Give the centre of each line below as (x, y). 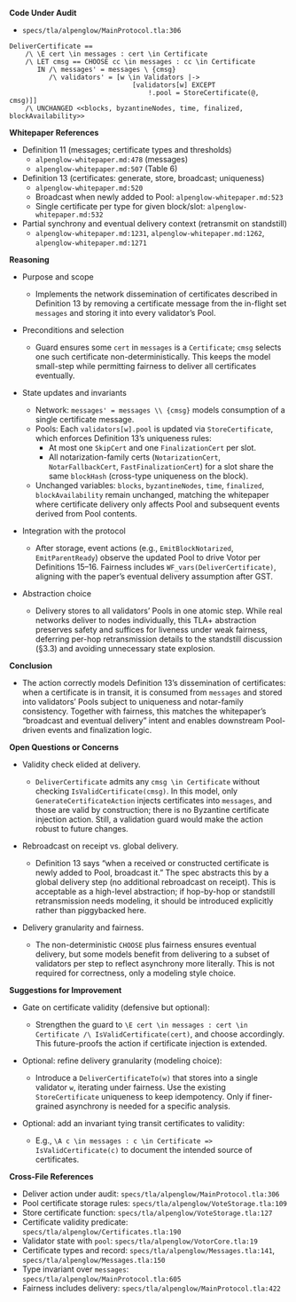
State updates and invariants (74, 393)
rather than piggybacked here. (91, 910)
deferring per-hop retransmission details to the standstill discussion (159, 639)
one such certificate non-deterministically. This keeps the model (153, 357)
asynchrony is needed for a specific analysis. (148, 1106)
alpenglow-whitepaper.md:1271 (91, 243)
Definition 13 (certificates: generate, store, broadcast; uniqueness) (143, 178)
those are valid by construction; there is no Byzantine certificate (152, 810)
